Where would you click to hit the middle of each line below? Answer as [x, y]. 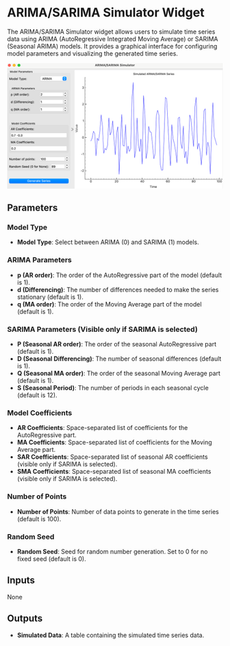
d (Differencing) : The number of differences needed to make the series [118, 289]
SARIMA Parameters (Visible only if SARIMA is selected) [103, 329]
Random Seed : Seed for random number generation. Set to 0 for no [112, 551]
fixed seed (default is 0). [52, 559]
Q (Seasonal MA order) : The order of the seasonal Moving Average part [119, 373]
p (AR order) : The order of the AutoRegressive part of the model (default [119, 275]
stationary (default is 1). [50, 297]
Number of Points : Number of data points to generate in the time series [118, 512]
